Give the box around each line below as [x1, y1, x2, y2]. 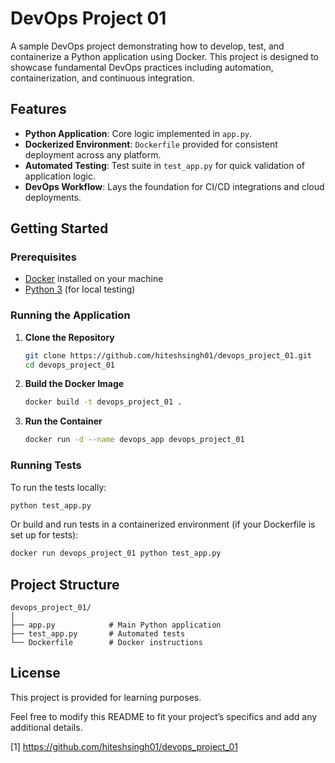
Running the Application [10, 308, 131, 322]
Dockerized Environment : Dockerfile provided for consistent [24, 138, 278, 150]
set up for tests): [10, 529, 79, 541]
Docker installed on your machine [24, 273, 164, 285]
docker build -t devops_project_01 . [24, 397, 183, 407]
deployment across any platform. [24, 148, 162, 161]
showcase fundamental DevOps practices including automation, [10, 61, 274, 73]
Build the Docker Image [24, 378, 125, 390]
